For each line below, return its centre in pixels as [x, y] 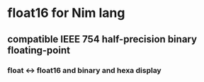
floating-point [39, 50]
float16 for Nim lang [66, 13]
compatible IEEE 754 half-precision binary [102, 39]
